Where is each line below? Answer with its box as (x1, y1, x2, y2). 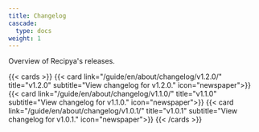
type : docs (15, 27, 52, 35)
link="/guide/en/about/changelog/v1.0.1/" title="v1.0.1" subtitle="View (8, 106, 238, 116)
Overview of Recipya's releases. (8, 56, 115, 66)
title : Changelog (8, 11, 67, 20)
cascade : (8, 19, 38, 27)
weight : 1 (8, 34, 42, 43)
